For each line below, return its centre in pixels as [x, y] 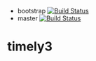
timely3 [30, 47]
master [28, 18]
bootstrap [32, 11]
